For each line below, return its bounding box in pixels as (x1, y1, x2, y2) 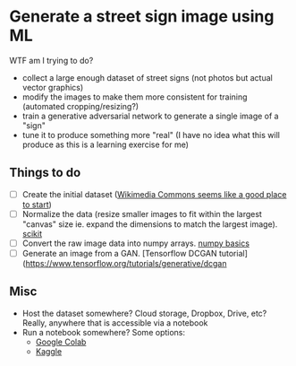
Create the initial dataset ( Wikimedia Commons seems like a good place (21, 188, 287, 199)
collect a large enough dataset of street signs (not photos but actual (21, 72, 273, 83)
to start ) (21, 199, 52, 210)
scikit (21, 228, 43, 239)
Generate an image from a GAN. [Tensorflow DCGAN (21, 248, 217, 258)
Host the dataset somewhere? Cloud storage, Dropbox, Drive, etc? (21, 308, 267, 318)
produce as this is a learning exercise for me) (21, 139, 190, 150)
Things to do (9, 165, 81, 180)
